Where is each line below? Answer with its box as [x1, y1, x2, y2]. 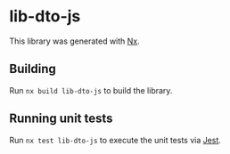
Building [9, 61, 56, 77]
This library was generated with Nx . [9, 36, 140, 46]
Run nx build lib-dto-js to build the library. [9, 85, 173, 95]
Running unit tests [9, 111, 113, 126]
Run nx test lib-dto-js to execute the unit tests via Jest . [9, 134, 221, 145]
